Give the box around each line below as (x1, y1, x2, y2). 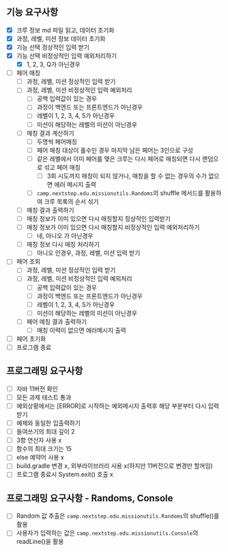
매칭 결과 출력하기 (26, 206, 74, 214)
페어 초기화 (16, 334, 46, 343)
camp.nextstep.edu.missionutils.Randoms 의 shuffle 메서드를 (36, 189, 204, 197)
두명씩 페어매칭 (36, 137, 78, 146)
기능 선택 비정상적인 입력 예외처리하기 (16, 52, 117, 60)
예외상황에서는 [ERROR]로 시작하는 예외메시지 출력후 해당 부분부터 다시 (16, 402, 207, 410)
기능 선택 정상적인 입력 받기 (16, 43, 90, 51)
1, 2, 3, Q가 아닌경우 (26, 60, 81, 68)
